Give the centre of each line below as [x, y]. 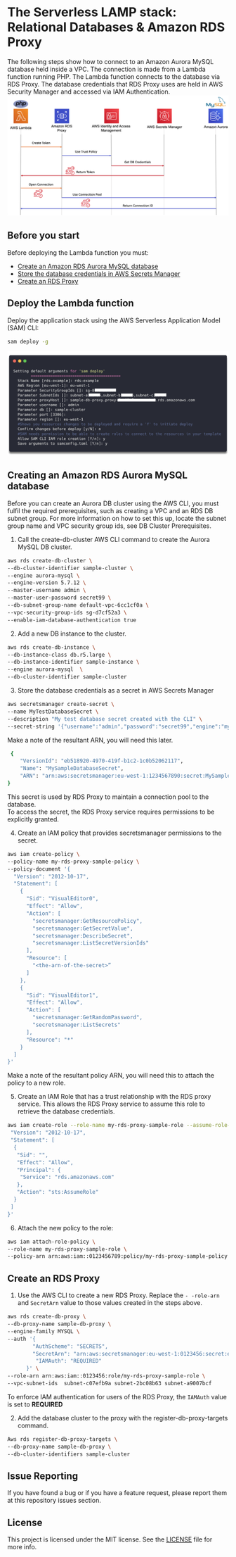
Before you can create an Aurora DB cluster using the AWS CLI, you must [113, 503]
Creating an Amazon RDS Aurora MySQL [98, 475]
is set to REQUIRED [35, 1404]
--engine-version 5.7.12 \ [47, 583]
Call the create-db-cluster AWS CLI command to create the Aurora [114, 539]
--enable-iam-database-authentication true [72, 620]
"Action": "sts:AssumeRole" [58, 1192]
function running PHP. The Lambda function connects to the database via [113, 76]
